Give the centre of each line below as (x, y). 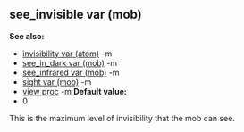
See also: (27, 36)
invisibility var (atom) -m (67, 54)
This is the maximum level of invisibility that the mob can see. (122, 118)
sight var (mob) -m (57, 82)
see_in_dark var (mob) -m (70, 62)
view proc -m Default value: (74, 91)
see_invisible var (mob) (76, 15)
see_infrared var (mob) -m (71, 72)
